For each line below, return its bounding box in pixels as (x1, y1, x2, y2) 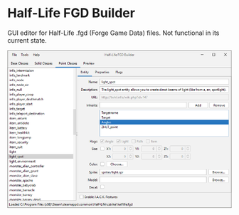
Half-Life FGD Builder (7, 5, 135, 21)
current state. (7, 36, 48, 44)
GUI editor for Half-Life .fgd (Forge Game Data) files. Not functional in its (7, 28, 220, 37)
